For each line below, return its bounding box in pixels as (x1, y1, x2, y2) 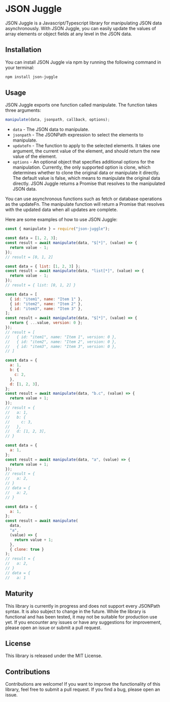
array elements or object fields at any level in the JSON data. (5, 31, 132, 37)
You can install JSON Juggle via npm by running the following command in (5, 59, 161, 65)
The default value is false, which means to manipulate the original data (12, 175, 161, 181)
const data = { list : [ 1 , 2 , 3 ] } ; (5, 263, 81, 269)
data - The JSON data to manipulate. (12, 126, 90, 132)
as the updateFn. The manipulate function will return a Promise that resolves (5, 201, 165, 207)
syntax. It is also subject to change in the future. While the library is (5, 608, 146, 614)
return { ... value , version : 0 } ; (10, 320, 83, 326)
